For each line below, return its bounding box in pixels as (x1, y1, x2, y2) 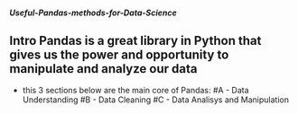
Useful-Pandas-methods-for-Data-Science (9, 7, 178, 18)
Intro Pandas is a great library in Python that (9, 32, 262, 48)
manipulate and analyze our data (9, 61, 198, 76)
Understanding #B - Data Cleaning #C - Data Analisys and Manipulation (22, 94, 289, 105)
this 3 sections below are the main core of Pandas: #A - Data (22, 85, 250, 96)
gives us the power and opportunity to (9, 47, 229, 62)
